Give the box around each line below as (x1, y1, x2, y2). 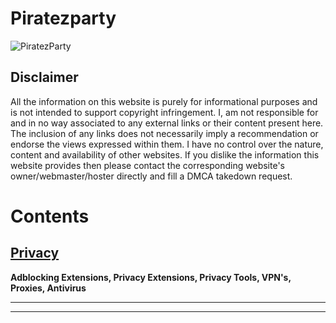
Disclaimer (10, 69, 79, 86)
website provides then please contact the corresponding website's (10, 159, 285, 171)
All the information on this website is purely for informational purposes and (10, 95, 318, 107)
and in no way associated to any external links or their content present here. (10, 117, 324, 129)
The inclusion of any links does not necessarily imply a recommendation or (10, 127, 319, 139)
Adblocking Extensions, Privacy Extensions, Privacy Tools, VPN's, (10, 271, 292, 283)
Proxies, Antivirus (10, 282, 87, 294)
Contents (10, 205, 90, 227)
